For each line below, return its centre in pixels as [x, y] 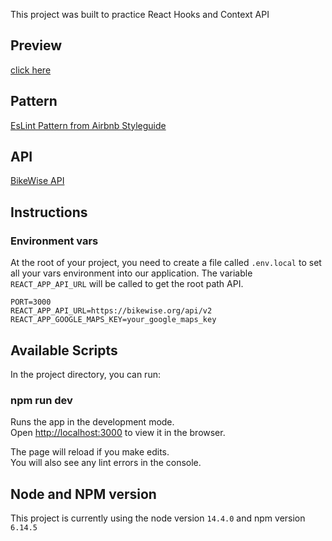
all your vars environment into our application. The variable [131, 273]
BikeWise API [37, 181]
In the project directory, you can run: [85, 374]
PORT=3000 [31, 302]
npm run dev [41, 400]
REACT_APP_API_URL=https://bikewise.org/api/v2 [111, 311]
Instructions [49, 212]
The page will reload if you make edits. [90, 452]
